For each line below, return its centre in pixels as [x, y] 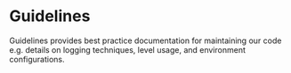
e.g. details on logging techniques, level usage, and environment [128, 49]
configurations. [37, 59]
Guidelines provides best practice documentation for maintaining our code [145, 40]
